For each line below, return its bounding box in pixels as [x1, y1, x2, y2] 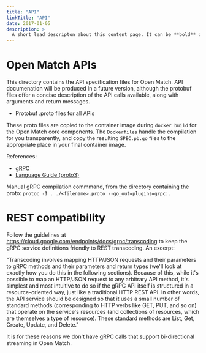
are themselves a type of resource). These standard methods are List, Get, [6, 314, 195, 322]
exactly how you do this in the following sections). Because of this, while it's [6, 269, 199, 276]
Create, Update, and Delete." [6, 321, 79, 328]
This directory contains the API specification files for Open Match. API [6, 78, 183, 86]
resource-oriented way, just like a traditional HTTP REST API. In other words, [6, 289, 200, 295]
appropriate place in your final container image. [6, 141, 126, 149]
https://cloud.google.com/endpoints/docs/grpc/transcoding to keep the [6, 238, 188, 245]
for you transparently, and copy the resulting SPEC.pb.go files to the [6, 135, 176, 142]
